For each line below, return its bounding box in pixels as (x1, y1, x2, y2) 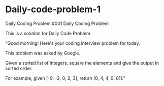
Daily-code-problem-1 (5, 4, 101, 15)
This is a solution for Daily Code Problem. (5, 30, 92, 36)
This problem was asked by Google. (5, 50, 80, 56)
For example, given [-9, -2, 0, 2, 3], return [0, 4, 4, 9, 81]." (5, 75, 125, 81)
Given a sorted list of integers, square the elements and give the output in (5, 60, 159, 66)
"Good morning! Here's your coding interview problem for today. (5, 40, 140, 46)
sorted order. (5, 65, 32, 71)
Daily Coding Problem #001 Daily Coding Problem (5, 20, 109, 26)
